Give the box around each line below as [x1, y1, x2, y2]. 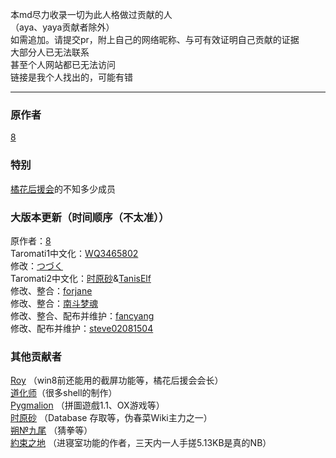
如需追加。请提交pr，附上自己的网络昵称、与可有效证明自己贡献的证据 [10, 34, 300, 45]
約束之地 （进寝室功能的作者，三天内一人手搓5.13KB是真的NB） [10, 437, 272, 449]
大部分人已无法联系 [10, 46, 90, 58]
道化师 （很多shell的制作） [10, 387, 118, 399]
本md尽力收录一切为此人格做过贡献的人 [10, 9, 173, 20]
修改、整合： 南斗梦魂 [10, 297, 98, 309]
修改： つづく [10, 259, 63, 272]
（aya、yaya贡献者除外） [10, 21, 115, 33]
